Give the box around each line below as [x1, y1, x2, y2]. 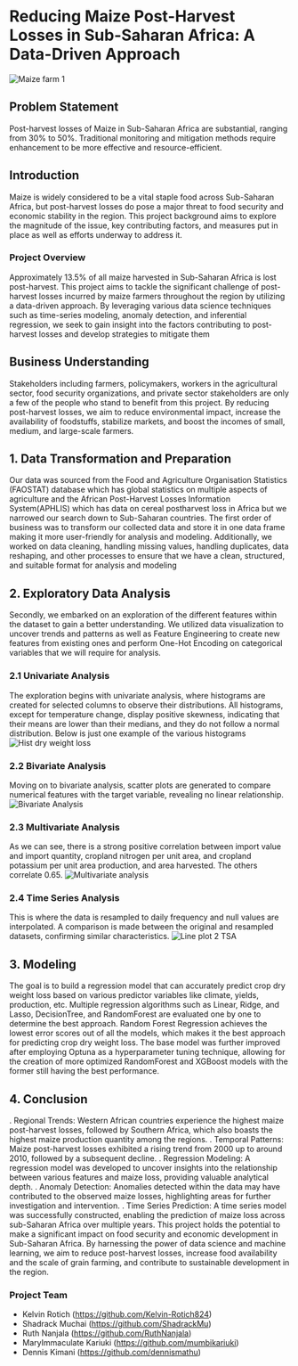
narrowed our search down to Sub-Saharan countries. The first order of [9, 512, 272, 523]
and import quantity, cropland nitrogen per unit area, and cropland [9, 851, 252, 862]
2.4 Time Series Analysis [9, 892, 120, 904]
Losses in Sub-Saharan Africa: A [9, 25, 255, 45]
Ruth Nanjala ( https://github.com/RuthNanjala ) [21, 1328, 192, 1338]
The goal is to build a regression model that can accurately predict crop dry [9, 980, 286, 991]
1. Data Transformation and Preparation [9, 452, 232, 467]
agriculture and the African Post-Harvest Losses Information [9, 494, 231, 504]
